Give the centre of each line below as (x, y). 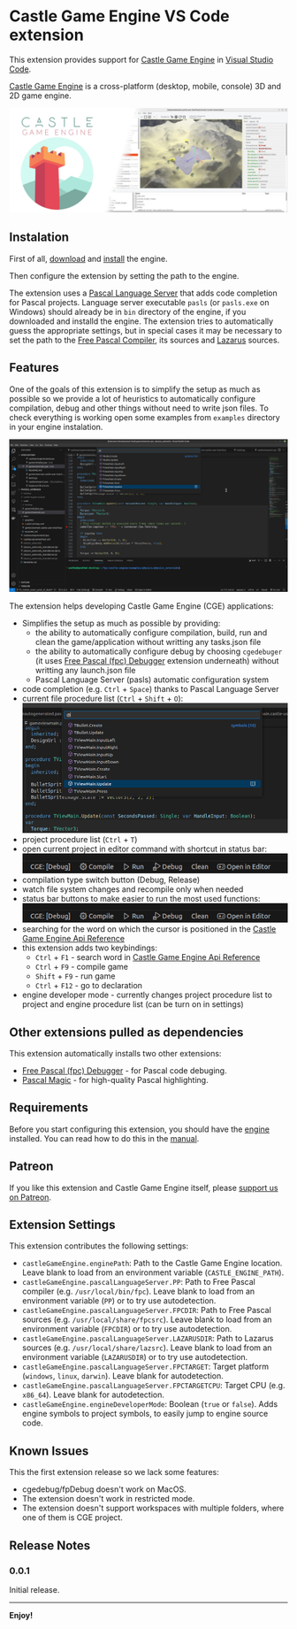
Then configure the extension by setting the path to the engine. (124, 275)
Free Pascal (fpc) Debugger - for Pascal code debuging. (124, 1071)
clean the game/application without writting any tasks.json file (148, 642)
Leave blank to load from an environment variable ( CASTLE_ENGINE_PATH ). (153, 1272)
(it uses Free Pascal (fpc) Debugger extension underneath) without (157, 660)
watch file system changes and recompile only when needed (133, 889)
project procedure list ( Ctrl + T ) (80, 840)
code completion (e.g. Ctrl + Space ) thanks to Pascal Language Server (150, 688)
